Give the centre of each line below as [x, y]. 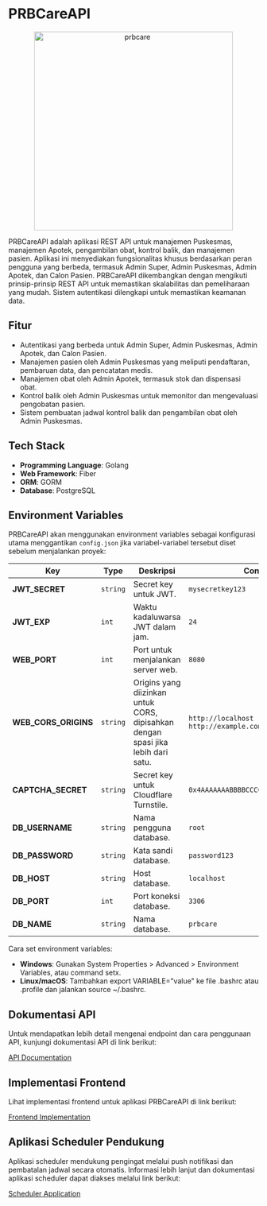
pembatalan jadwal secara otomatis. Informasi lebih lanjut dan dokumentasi [132, 1169]
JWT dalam [155, 627]
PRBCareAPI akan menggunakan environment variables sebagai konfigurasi [132, 534]
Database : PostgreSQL [58, 491]
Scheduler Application [44, 1193]
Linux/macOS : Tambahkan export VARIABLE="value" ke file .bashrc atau [139, 981]
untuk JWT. [155, 595]
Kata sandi [153, 851]
